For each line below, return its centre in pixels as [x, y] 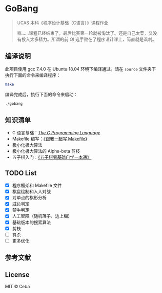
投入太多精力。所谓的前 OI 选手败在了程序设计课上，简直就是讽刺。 [89, 39]
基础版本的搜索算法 [31, 222]
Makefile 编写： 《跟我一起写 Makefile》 [50, 139]
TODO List [21, 173]
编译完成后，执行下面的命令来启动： [41, 94]
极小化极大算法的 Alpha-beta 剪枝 [46, 151]
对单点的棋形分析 [29, 198]
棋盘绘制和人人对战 [31, 192]
